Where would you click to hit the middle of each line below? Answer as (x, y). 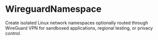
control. (13, 33)
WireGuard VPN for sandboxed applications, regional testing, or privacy (79, 28)
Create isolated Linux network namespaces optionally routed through (77, 23)
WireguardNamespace (53, 9)
